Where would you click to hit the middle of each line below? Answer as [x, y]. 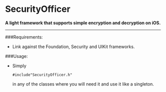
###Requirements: [24, 37]
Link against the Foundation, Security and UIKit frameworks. [73, 46]
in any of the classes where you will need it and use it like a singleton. [83, 84]
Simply [19, 66]
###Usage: [17, 56]
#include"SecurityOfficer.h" [42, 75]
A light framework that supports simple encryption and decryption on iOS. [83, 23]
